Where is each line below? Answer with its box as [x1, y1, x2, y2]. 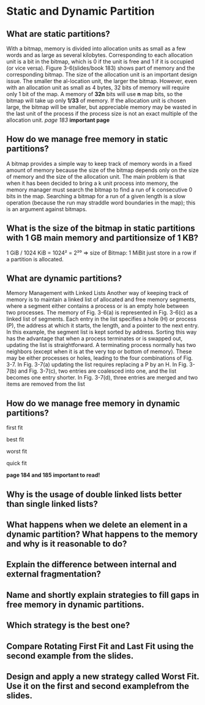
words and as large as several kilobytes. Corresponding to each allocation [6, 51, 193, 59]
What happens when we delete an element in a [6, 520, 188, 530]
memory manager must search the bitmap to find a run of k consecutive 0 [6, 185, 193, 193]
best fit [6, 436, 24, 443]
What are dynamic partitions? [6, 274, 122, 284]
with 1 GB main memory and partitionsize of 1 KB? [6, 233, 199, 243]
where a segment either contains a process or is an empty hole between [6, 302, 189, 310]
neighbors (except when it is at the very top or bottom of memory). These [6, 348, 192, 356]
